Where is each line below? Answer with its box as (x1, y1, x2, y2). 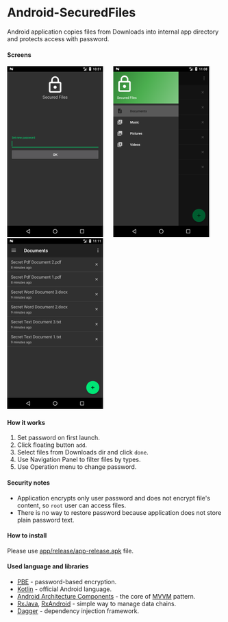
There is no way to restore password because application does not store (16, 508, 222, 516)
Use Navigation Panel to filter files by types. (16, 455, 141, 464)
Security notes (7, 479, 50, 487)
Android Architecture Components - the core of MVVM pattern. (16, 592, 196, 600)
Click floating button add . (16, 441, 88, 449)
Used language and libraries (7, 562, 89, 571)
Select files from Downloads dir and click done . (16, 448, 149, 457)
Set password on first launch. (16, 434, 101, 442)
